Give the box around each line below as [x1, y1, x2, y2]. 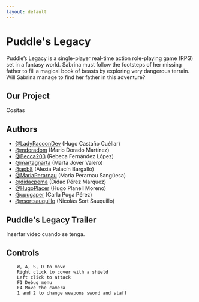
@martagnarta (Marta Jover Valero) [14, 159, 103, 167]
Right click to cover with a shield [17, 269, 109, 275]
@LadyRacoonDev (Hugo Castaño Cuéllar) [14, 140, 121, 147]
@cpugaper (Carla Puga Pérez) [14, 191, 92, 198]
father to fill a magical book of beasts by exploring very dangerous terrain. [6, 67, 190, 74]
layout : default [6, 8, 47, 15]
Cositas [6, 107, 25, 114]
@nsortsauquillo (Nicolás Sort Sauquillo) [14, 197, 115, 204]
